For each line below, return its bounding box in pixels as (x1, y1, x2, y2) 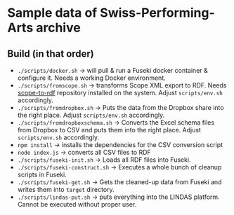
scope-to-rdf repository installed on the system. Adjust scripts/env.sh (17, 89, 223, 97)
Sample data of (7, 5, 98, 21)
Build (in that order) (7, 48, 95, 60)
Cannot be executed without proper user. (17, 200, 137, 208)
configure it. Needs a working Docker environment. (17, 74, 167, 82)
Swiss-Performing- (99, 5, 216, 21)
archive (36, 20, 81, 36)
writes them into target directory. (17, 186, 115, 193)
